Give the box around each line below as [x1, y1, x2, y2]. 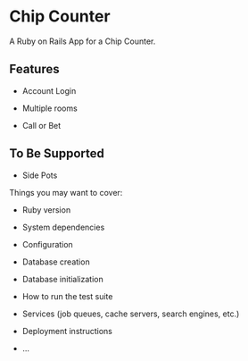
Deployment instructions [21, 325, 113, 336]
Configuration [21, 239, 73, 249]
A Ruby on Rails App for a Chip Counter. [9, 36, 156, 46]
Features [9, 62, 60, 77]
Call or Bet [21, 120, 62, 130]
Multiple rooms [21, 103, 78, 113]
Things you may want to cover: [9, 187, 123, 197]
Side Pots [21, 170, 58, 180]
